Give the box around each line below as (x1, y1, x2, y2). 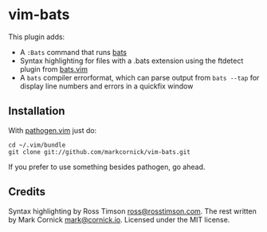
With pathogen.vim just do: (8, 125, 97, 135)
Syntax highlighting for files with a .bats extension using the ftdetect (19, 56, 244, 65)
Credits (8, 185, 46, 199)
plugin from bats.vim (19, 64, 88, 73)
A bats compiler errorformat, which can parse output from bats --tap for (19, 73, 260, 82)
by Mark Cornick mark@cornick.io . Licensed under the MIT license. (8, 214, 230, 224)
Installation (8, 104, 65, 118)
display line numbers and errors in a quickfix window (19, 81, 194, 91)
